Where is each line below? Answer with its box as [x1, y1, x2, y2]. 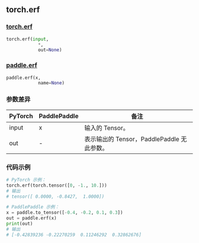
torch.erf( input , [6, 36, 49, 42]
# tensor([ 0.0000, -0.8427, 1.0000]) [6, 193, 105, 200]
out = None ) [37, 47, 62, 53]
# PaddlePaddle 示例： [6, 204, 60, 210]
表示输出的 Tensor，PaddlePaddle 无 [84, 135, 187, 143]
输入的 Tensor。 [84, 124, 129, 132]
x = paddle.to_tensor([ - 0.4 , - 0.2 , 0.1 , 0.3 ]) [6, 210, 123, 216]
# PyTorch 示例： [6, 176, 46, 183]
